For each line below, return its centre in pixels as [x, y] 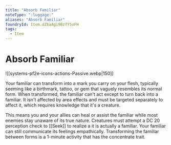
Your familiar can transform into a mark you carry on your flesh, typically [82, 83]
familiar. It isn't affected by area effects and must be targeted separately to [84, 99]
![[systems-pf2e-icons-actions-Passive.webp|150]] [59, 73]
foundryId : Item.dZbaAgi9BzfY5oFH [42, 24]
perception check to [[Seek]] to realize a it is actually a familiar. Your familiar [86, 126]
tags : [11, 29]
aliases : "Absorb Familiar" [35, 19]
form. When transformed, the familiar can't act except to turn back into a [82, 94]
